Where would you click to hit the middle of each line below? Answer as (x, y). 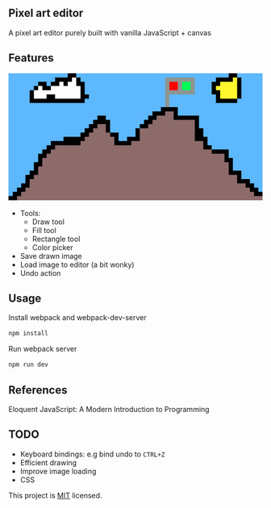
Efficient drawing (48, 462)
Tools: (30, 213)
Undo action (40, 273)
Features (31, 58)
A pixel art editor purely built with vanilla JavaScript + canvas (110, 32)
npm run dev (28, 365)
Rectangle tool (56, 239)
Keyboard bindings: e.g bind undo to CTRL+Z (92, 454)
